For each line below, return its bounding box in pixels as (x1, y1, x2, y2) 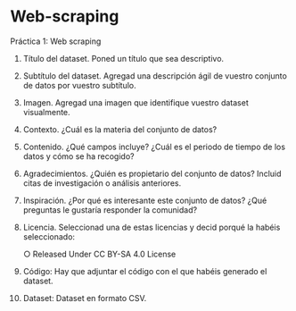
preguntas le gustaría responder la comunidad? (22, 204, 198, 215)
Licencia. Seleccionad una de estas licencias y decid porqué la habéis (22, 222, 281, 232)
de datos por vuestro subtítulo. (22, 80, 136, 90)
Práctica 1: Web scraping (10, 36, 102, 46)
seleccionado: (22, 231, 75, 242)
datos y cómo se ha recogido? (22, 150, 135, 162)
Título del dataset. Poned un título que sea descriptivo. (22, 53, 225, 63)
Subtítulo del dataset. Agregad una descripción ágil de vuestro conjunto (22, 70, 288, 81)
